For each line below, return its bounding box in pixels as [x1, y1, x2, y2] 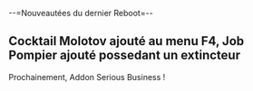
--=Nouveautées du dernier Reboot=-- [8, 8, 153, 18]
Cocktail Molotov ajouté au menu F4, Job [8, 33, 245, 49]
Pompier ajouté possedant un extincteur [8, 48, 241, 63]
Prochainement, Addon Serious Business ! [8, 71, 166, 82]
